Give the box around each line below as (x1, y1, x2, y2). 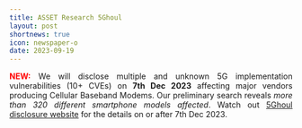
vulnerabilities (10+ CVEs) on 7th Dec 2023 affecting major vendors (9, 81, 293, 91)
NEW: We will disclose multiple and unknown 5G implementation (9, 71, 293, 81)
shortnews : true (9, 30, 70, 38)
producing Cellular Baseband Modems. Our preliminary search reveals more (9, 90, 293, 101)
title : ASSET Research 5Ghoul (9, 13, 123, 22)
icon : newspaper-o (9, 38, 78, 47)
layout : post (9, 21, 58, 30)
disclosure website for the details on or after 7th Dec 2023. (9, 109, 227, 120)
